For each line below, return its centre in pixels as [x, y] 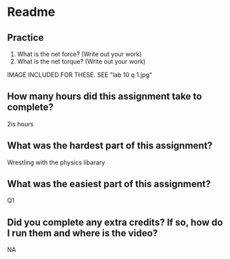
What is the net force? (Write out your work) [80, 54]
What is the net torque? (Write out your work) [81, 61]
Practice [25, 38]
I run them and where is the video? [83, 233]
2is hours [20, 124]
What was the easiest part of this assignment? [109, 184]
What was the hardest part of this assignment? [110, 146]
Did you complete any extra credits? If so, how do [115, 222]
